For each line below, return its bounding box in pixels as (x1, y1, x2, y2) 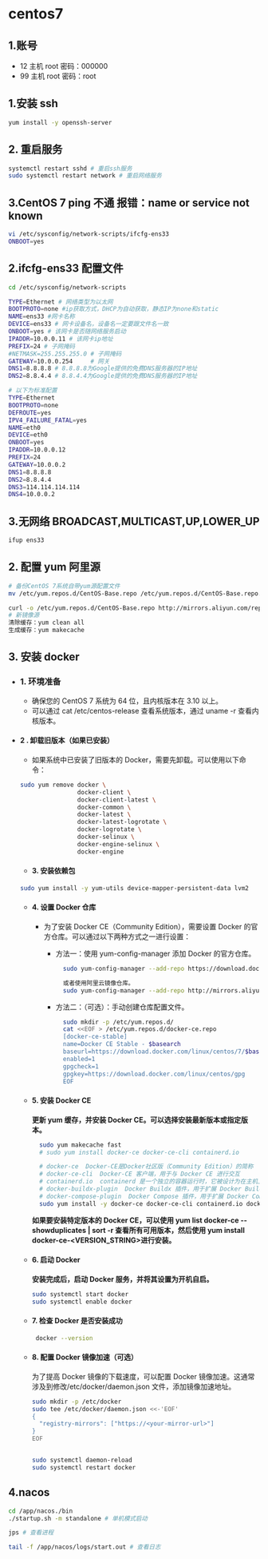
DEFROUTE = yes (8, 408, 52, 416)
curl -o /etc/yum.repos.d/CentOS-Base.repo (8, 604, 156, 612)
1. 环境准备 (19, 676, 61, 687)
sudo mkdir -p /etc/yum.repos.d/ (62, 1018, 174, 1026)
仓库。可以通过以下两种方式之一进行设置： (50, 932, 191, 941)
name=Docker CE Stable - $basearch (62, 1040, 181, 1048)
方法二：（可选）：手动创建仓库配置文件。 (55, 1002, 189, 1012)
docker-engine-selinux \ (77, 840, 160, 848)
